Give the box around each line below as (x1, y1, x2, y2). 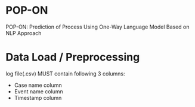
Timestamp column (14, 94, 62, 101)
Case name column (14, 81, 62, 89)
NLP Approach (5, 29, 42, 36)
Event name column (14, 87, 63, 95)
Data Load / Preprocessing (5, 51, 140, 64)
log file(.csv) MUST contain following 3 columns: (5, 70, 125, 77)
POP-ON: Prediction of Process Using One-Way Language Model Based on (5, 23, 190, 30)
